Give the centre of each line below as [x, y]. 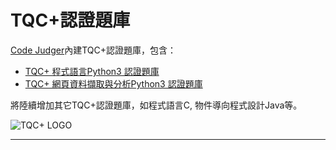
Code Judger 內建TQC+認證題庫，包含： [93, 50]
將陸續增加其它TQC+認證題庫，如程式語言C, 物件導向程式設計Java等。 [156, 105]
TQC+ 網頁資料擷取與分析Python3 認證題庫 [113, 83]
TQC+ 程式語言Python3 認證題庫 [92, 71]
